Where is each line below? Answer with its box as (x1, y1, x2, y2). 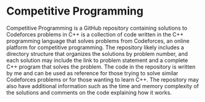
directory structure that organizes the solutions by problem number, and (6, 50, 188, 57)
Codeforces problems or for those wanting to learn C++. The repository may (6, 76, 199, 83)
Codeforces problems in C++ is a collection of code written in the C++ (6, 30, 184, 38)
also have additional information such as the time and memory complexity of (6, 82, 199, 89)
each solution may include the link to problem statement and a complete (6, 56, 188, 64)
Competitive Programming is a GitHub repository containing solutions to (6, 24, 188, 32)
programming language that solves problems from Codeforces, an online (6, 37, 190, 44)
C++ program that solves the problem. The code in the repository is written (6, 63, 196, 70)
